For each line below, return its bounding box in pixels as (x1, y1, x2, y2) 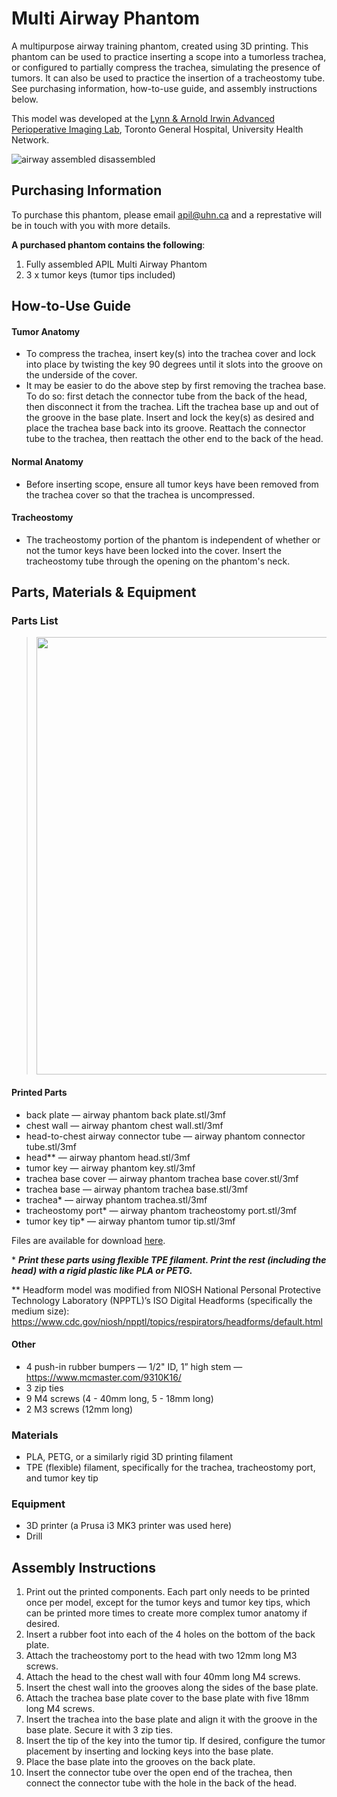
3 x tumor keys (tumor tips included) (25, 268, 176, 281)
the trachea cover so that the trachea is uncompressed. (25, 488, 256, 501)
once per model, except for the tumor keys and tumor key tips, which (25, 1597, 311, 1609)
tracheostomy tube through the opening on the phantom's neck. (25, 555, 291, 567)
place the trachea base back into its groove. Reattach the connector (25, 422, 306, 434)
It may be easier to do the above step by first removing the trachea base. (25, 380, 327, 392)
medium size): (11, 1305, 70, 1317)
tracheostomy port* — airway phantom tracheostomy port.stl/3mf (25, 1204, 298, 1216)
